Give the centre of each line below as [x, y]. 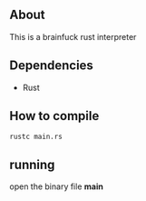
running [32, 164]
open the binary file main [57, 186]
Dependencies [51, 66]
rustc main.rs [36, 137]
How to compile [54, 116]
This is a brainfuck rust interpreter [73, 36]
